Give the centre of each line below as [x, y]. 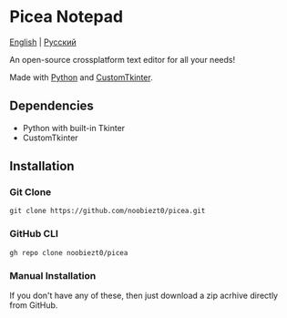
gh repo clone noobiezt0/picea [69, 252]
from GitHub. [34, 305]
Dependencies [51, 106]
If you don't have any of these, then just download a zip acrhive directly [144, 296]
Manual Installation [53, 275]
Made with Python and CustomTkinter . [81, 77]
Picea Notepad [67, 17]
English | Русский [43, 42]
